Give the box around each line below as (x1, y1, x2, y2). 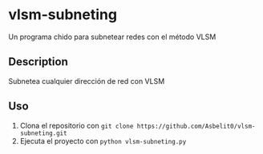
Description (8, 55, 68, 69)
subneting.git (19, 129, 67, 137)
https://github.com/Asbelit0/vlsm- (136, 122, 256, 130)
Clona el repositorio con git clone (19, 120, 134, 130)
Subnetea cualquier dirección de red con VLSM (8, 76, 165, 85)
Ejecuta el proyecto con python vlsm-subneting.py (19, 136, 187, 145)
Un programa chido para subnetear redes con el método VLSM (8, 32, 216, 41)
